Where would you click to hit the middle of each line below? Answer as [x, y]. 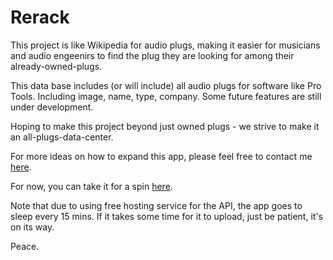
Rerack [40, 17]
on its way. [32, 227]
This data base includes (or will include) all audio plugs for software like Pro [166, 85]
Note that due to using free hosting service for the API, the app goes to [156, 205]
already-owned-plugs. [56, 66]
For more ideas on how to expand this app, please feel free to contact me [161, 156]
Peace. [25, 246]
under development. [52, 107]
